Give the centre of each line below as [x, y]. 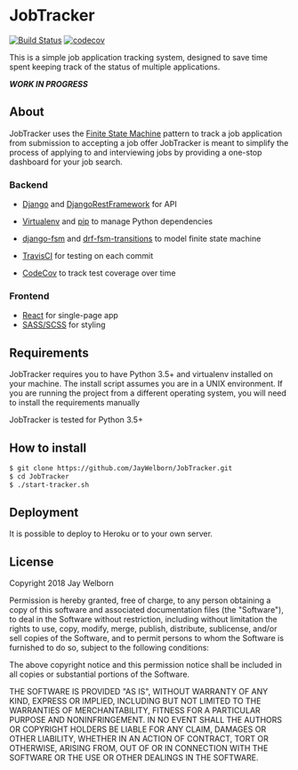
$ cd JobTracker [39, 477]
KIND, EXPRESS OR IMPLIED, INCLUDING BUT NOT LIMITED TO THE [135, 701]
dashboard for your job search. [66, 162]
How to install [48, 448]
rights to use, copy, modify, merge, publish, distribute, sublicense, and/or [143, 629]
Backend [29, 185]
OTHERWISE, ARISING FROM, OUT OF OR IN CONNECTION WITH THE [139, 749]
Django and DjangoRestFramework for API [100, 205]
